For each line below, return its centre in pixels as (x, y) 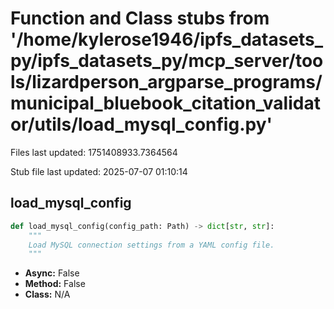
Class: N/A (47, 294)
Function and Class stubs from (140, 18)
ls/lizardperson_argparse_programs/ (166, 82)
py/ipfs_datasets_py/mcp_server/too (167, 61)
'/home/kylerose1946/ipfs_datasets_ (167, 39)
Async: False (52, 273)
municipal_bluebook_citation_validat (165, 103)
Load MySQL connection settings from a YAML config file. (151, 245)
